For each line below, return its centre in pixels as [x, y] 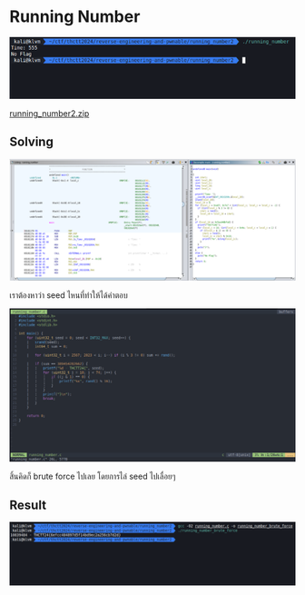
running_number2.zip [49, 113]
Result [28, 505]
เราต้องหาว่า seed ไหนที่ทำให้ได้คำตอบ [69, 295]
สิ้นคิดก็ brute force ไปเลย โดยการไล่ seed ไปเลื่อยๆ [93, 476]
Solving [32, 142]
